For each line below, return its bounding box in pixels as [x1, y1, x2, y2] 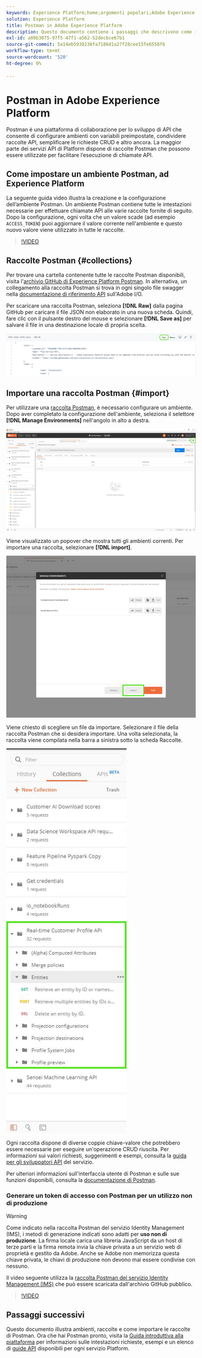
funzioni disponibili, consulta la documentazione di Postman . [6, 1176, 157, 1184]
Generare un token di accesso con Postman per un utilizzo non [6, 1191, 193, 1199]
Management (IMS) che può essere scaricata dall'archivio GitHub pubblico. [6, 1280, 192, 1288]
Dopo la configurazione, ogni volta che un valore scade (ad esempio [6, 213, 176, 221]
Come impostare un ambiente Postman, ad [6, 169, 170, 179]
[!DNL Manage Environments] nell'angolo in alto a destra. [6, 417, 150, 424]
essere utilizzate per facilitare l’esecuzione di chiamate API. [6, 151, 153, 159]
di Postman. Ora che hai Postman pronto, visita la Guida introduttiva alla [6, 1332, 184, 1339]
